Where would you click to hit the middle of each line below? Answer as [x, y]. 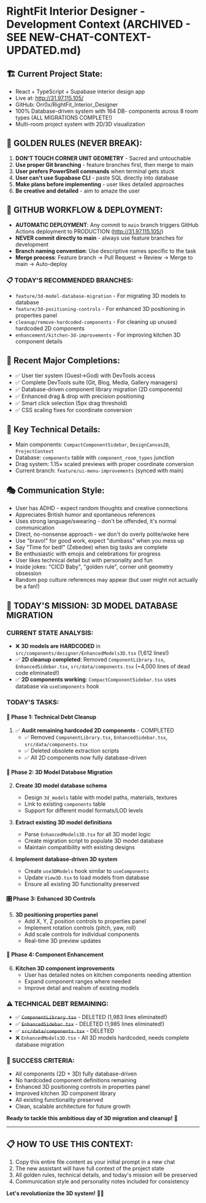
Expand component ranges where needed [78, 981]
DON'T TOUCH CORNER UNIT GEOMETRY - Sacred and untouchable [103, 158]
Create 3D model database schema [61, 785]
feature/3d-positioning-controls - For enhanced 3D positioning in [100, 308]
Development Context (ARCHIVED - [99, 24]
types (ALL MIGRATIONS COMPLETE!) [63, 117]
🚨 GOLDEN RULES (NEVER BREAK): [74, 143]
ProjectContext [35, 451]
